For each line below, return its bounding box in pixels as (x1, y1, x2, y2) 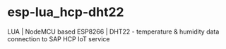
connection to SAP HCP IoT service (7, 34, 110, 43)
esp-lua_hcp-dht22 (7, 4, 124, 20)
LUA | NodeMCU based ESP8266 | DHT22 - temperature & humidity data (7, 27, 220, 36)
